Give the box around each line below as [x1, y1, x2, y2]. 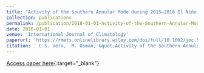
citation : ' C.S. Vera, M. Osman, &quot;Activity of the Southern [6, 43, 181, 49]
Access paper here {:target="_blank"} [6, 59, 100, 67]
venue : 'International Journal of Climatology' [6, 32, 129, 38]
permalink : [6, 20, 34, 26]
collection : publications [6, 15, 72, 21]
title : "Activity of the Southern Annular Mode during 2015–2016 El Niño [6, 9, 197, 15]
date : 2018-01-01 [6, 26, 50, 32]
